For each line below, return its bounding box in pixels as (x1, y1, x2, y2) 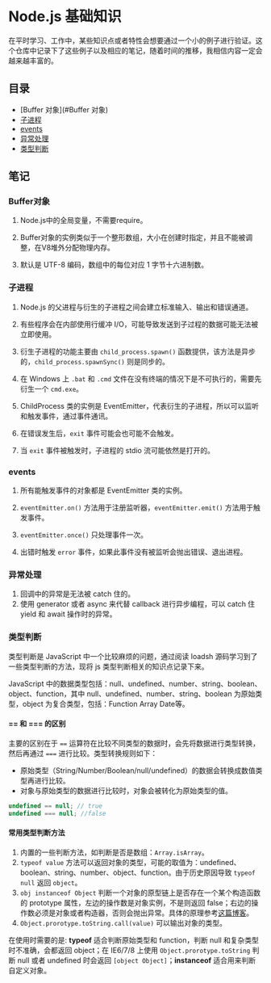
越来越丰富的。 (8, 56, 58, 65)
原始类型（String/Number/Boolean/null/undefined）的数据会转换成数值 (19, 765, 256, 775)
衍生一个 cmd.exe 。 (19, 384, 83, 393)
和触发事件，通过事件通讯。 (19, 411, 113, 421)
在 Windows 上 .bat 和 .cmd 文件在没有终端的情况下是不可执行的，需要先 (19, 373, 262, 384)
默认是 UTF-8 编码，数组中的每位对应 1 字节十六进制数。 (19, 260, 209, 270)
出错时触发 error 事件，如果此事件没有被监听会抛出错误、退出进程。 (19, 547, 248, 557)
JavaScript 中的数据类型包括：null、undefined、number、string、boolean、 (8, 678, 262, 688)
